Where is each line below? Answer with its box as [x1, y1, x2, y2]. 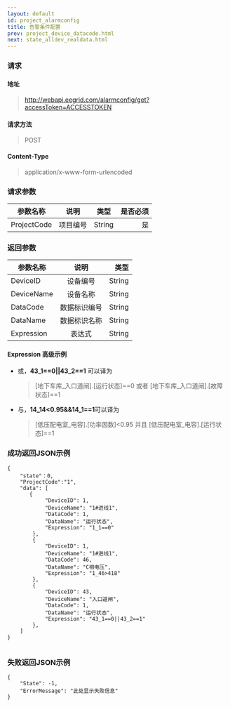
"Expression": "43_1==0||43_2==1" [44, 615, 146, 622]
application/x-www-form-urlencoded [24, 168, 133, 176]
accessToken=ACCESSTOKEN [24, 103, 112, 112]
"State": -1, [20, 680, 58, 687]
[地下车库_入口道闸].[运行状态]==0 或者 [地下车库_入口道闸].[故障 [34, 382, 223, 390]
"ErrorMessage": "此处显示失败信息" [20, 687, 119, 695]
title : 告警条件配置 [7, 23, 61, 30]
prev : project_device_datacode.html [7, 29, 114, 37]
